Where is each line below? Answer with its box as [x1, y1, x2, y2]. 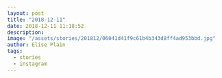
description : [7, 28, 45, 36]
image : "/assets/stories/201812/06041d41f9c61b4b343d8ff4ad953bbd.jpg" [7, 35, 216, 42]
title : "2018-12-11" [7, 16, 66, 23]
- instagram [13, 60, 48, 67]
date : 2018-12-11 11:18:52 [7, 22, 84, 29]
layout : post [7, 9, 45, 17]
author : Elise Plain [7, 41, 66, 48]
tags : [7, 48, 23, 55]
